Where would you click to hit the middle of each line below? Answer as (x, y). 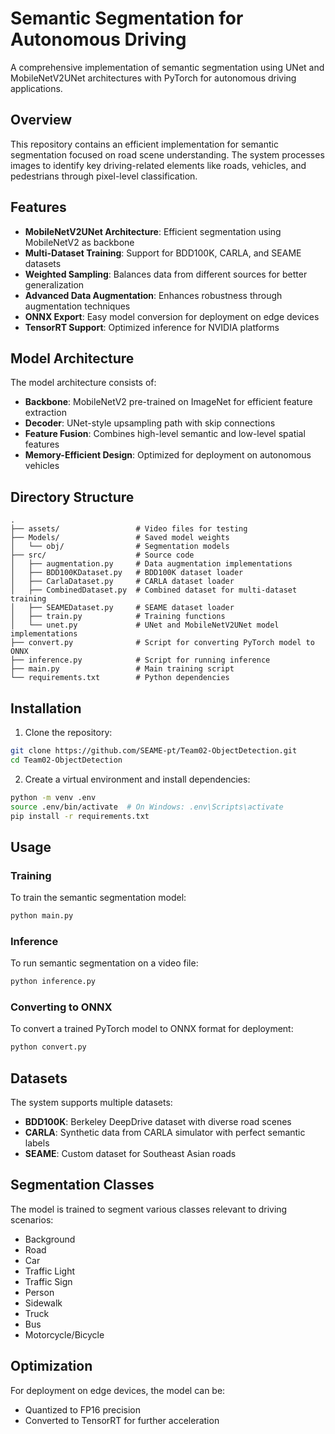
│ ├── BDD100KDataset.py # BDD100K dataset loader (127, 573)
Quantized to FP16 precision (82, 1409)
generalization (54, 284)
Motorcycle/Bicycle (64, 1334)
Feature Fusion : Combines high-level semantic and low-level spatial (165, 434)
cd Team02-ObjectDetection (66, 760)
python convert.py (48, 1047)
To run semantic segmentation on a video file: (104, 963)
